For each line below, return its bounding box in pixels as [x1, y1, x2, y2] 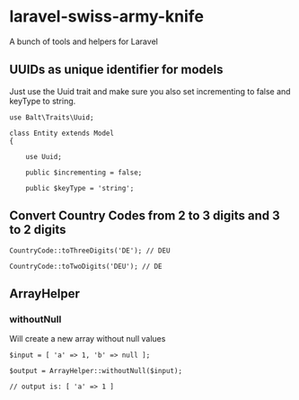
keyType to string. [9, 95, 76, 106]
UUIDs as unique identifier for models [9, 62, 224, 77]
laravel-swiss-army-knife [9, 6, 205, 27]
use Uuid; [25, 152, 63, 161]
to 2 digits [9, 222, 66, 237]
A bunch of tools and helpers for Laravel [9, 36, 159, 47]
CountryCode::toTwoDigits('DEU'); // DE [9, 262, 163, 271]
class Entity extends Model [9, 129, 115, 138]
